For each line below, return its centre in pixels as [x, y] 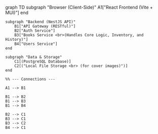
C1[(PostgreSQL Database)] [43, 61]
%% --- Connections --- [30, 79]
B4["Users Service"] [36, 44]
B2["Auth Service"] [35, 31]
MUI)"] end [17, 13]
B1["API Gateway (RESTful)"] [45, 26]
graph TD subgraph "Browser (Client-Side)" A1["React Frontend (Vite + [79, 7]
